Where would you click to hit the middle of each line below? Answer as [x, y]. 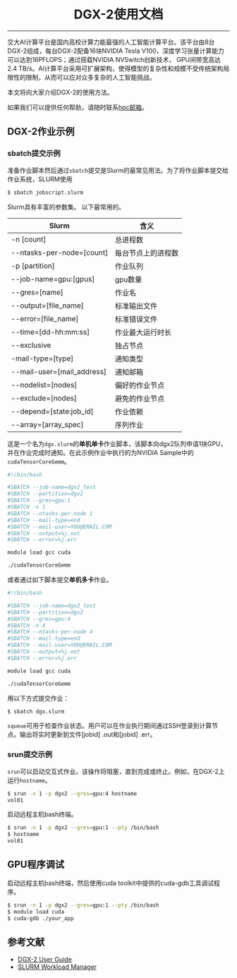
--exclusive [31, 345]
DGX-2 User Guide [44, 960]
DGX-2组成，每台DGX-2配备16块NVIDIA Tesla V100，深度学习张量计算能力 [116, 51]
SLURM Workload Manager [57, 967]
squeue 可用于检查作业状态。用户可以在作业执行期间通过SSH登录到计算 [110, 726]
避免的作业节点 [140, 398]
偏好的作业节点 [140, 385]
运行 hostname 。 [29, 780]
